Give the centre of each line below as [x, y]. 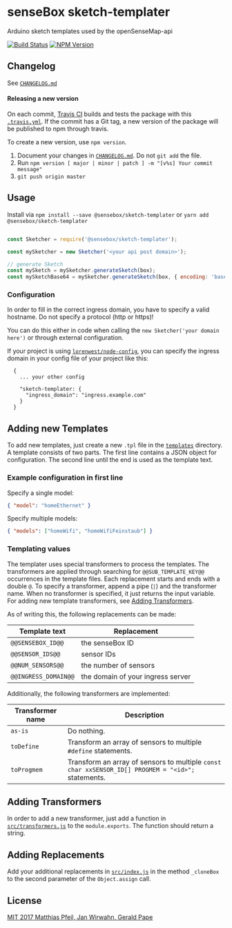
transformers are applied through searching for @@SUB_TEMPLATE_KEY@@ [106, 571]
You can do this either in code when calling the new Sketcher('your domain [113, 330]
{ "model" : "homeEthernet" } [49, 505]
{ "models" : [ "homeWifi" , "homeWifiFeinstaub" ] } [80, 531]
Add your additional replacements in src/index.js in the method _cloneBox [113, 871]
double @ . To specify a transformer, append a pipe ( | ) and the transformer [112, 586]
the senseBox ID [108, 643]
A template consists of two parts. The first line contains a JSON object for [112, 452]
